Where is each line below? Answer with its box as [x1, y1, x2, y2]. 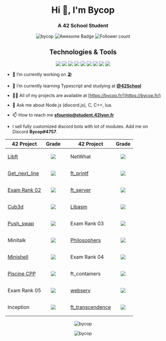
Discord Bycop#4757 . [12, 129, 58, 135]
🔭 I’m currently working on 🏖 [12, 71, 73, 77]
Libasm [70, 203, 87, 210]
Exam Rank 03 [70, 220, 104, 227]
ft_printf [70, 170, 89, 177]
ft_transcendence [70, 304, 111, 311]
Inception [7, 304, 30, 311]
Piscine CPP [7, 270, 36, 277]
